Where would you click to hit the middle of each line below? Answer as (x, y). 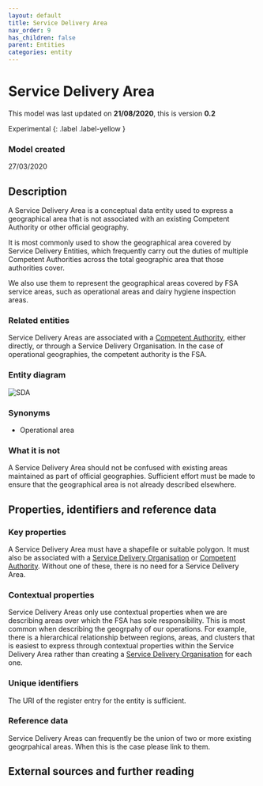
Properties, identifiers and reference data (113, 509)
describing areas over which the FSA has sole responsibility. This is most (127, 621)
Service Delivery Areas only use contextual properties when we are (118, 612)
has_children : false (42, 38)
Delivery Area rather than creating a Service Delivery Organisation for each (130, 655)
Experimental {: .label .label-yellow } (67, 128)
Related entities (39, 320)
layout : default (35, 15)
